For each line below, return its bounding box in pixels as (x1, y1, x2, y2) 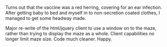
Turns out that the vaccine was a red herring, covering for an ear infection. (5, 5, 162, 10)
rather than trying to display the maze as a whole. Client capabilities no (5, 31, 155, 36)
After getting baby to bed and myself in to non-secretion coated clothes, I (5, 10, 160, 16)
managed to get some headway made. (5, 15, 86, 21)
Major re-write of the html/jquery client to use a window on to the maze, (5, 25, 157, 31)
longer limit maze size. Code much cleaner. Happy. (5, 36, 112, 42)
